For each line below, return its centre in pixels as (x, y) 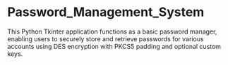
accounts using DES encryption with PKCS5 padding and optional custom (114, 46)
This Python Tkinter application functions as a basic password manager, (112, 31)
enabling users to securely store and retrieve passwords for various (106, 38)
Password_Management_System (106, 12)
